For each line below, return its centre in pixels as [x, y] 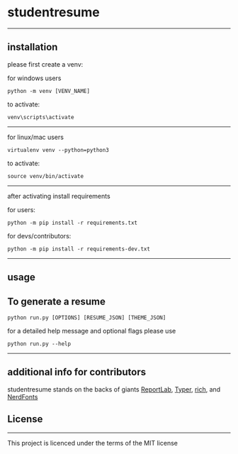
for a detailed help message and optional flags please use [92, 331]
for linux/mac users [35, 137]
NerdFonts [23, 397]
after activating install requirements [59, 196]
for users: [21, 209]
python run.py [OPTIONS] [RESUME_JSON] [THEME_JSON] [87, 317]
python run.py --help [39, 344]
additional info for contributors [77, 372]
